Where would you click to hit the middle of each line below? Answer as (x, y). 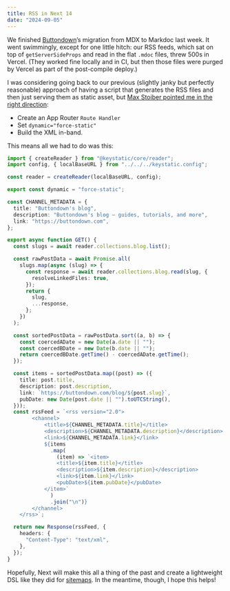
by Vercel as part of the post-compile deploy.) (72, 69)
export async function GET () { (52, 240)
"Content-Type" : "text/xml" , (67, 540)
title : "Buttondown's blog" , (55, 208)
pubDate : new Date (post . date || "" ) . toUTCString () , (95, 399)
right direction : (28, 104)
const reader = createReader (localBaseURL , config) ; (84, 177)
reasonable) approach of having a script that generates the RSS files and (110, 90)
